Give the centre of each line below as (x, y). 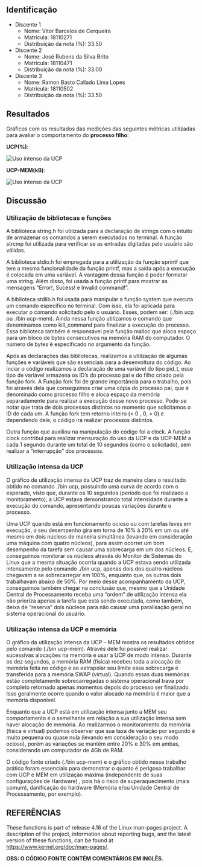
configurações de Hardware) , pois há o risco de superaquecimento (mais (98, 781)
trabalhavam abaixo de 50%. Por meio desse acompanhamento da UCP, (96, 581)
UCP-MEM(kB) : (26, 170)
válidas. (16, 251)
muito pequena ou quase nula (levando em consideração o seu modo (93, 737)
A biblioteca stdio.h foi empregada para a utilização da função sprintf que (98, 262)
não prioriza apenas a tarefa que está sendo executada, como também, (95, 601)
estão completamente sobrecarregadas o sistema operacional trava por (95, 680)
